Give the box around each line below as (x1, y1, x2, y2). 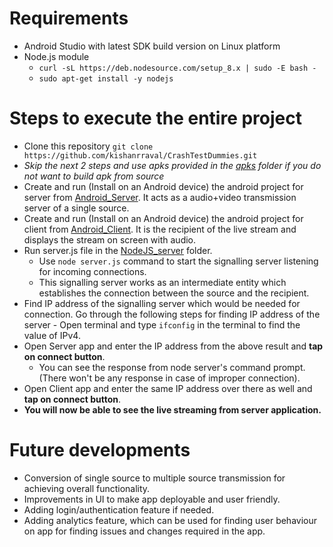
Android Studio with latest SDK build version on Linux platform (23, 40, 281, 52)
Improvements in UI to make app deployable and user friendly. (23, 493, 281, 505)
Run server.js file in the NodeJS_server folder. (23, 244, 213, 256)
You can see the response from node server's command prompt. (38, 361, 306, 373)
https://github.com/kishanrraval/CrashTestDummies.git (23, 150, 258, 161)
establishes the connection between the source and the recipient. (38, 287, 310, 299)
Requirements (9, 7, 129, 30)
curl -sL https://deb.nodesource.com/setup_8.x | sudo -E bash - (38, 63, 317, 73)
